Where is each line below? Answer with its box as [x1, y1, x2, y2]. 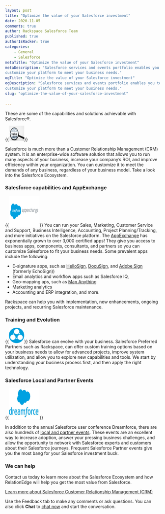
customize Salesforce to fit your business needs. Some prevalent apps [5, 248, 148, 254]
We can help [5, 463, 35, 470]
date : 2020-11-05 [5, 18, 41, 23]
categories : [5, 44, 29, 49]
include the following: [5, 253, 49, 259]
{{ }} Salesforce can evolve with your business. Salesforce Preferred [5, 339, 158, 344]
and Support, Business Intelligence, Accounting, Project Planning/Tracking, [5, 227, 157, 233]
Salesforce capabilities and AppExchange [5, 184, 107, 191]
